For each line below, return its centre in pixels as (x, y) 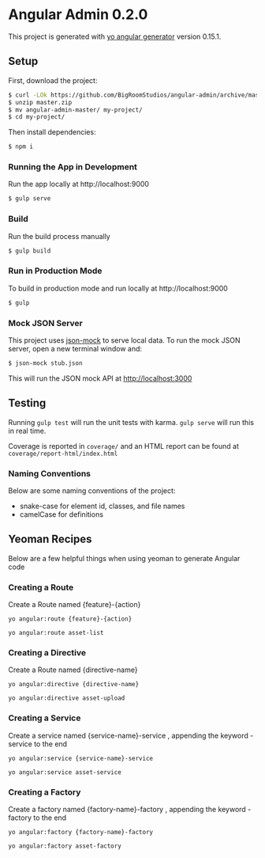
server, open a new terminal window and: (75, 348)
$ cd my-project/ (37, 117)
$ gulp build (30, 251)
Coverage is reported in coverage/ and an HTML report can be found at (123, 446)
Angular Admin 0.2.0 (78, 15)
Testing (27, 403)
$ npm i (21, 147)
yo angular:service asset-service (65, 772)
